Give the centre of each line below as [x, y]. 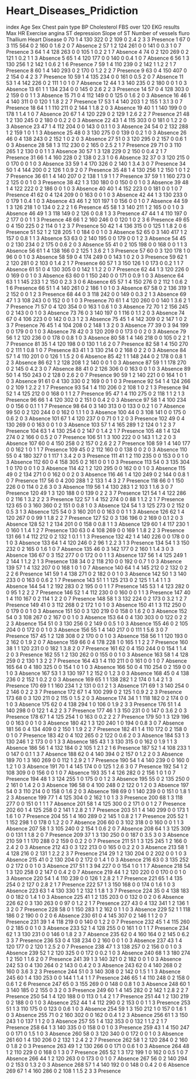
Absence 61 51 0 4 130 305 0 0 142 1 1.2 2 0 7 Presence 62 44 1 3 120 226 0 [97, 269]
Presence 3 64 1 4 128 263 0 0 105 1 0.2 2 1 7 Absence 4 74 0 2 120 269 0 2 [97, 51]
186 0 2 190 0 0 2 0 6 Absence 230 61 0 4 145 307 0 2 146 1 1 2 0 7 [87, 915]
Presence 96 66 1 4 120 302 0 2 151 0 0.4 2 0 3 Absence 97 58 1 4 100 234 [96, 399]
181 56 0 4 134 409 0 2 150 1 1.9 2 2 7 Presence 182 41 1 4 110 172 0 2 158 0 [97, 729]
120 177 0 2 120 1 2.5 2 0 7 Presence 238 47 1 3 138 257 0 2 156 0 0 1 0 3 [94, 946]
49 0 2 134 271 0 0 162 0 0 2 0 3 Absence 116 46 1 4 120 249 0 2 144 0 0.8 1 [97, 474]
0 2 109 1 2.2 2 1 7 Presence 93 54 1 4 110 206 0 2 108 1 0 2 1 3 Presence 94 [97, 387]
